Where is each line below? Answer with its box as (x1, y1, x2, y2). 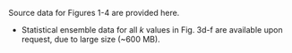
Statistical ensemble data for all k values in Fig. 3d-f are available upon (21, 25, 283, 34)
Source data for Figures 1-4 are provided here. (8, 8, 180, 18)
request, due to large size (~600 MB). (21, 34, 160, 44)
